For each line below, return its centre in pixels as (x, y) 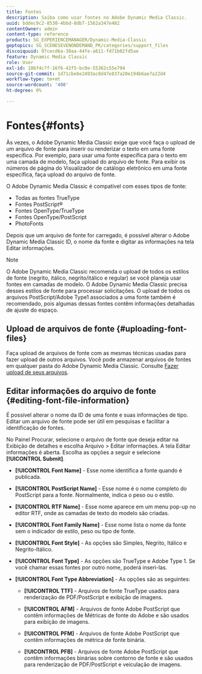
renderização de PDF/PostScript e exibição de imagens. (93, 597)
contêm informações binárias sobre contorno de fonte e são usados (108, 658)
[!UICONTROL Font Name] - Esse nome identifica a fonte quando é (99, 470)
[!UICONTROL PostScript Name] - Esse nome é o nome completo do (101, 489)
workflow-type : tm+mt (33, 79)
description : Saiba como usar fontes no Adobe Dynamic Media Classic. (97, 18)
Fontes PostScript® (39, 204)
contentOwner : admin (32, 29)
